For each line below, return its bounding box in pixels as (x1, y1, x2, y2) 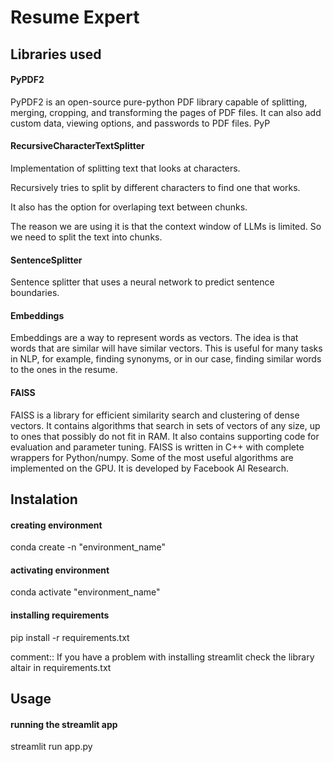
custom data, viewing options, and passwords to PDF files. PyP (10, 117, 271, 129)
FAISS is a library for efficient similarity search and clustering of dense (10, 409, 300, 421)
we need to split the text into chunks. (10, 231, 163, 243)
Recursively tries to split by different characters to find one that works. (10, 181, 301, 193)
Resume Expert (10, 6, 140, 29)
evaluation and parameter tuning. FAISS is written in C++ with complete (10, 441, 305, 453)
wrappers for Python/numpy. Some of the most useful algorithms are (10, 451, 294, 463)
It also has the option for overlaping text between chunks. (10, 201, 248, 213)
